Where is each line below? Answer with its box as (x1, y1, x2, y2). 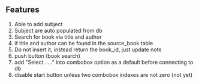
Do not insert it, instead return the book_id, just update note (14, 46, 162, 53)
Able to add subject (14, 20, 63, 27)
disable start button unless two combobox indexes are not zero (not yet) (14, 71, 193, 78)
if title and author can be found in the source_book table (14, 39, 153, 46)
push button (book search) (14, 52, 80, 59)
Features (5, 5, 40, 15)
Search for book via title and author (14, 33, 102, 41)
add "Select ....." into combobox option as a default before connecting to (14, 58, 194, 66)
